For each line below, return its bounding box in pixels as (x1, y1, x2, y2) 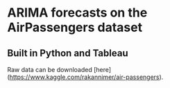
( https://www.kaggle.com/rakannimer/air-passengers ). (7, 73, 164, 81)
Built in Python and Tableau (7, 47, 128, 59)
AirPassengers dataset (7, 19, 143, 35)
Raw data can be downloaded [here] (7, 66, 112, 73)
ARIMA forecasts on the (7, 5, 148, 21)
